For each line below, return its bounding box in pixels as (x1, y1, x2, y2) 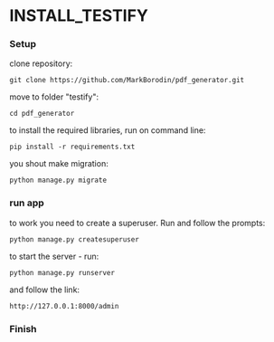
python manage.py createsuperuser (9, 234, 140, 244)
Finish (9, 322, 37, 335)
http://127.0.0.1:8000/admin (9, 301, 119, 310)
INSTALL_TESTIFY (9, 5, 149, 26)
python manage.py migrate (9, 176, 107, 185)
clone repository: (9, 58, 73, 69)
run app (9, 196, 45, 209)
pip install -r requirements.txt (9, 142, 136, 152)
